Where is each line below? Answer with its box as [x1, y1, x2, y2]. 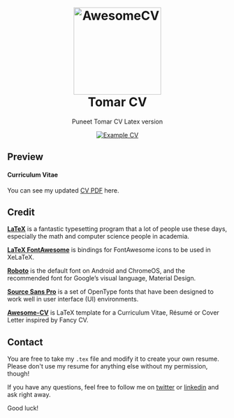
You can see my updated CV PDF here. [7, 186, 119, 195]
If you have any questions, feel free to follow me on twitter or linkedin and [7, 383, 219, 391]
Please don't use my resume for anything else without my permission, [7, 362, 208, 371]
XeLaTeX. [7, 253, 35, 262]
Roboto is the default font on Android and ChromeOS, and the [7, 267, 185, 275]
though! [7, 370, 30, 378]
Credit [7, 206, 35, 218]
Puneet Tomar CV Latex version [72, 117, 163, 126]
